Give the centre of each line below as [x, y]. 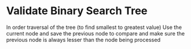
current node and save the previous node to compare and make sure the [95, 33]
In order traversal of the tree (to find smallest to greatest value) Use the [94, 27]
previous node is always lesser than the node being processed [83, 40]
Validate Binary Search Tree [77, 11]
